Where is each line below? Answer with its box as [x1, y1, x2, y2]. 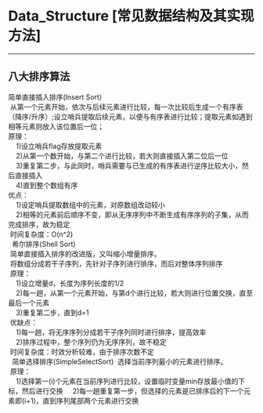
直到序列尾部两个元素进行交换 [42, 396, 139, 405]
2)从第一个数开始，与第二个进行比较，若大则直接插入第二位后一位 [15, 150, 229, 161]
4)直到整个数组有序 [15, 180, 78, 190]
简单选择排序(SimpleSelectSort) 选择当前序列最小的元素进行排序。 [11, 357, 228, 366]
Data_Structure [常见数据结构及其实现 [8, 7, 254, 25]
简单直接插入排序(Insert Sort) [8, 92, 103, 102]
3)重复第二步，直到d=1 [15, 307, 90, 317]
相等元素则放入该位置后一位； [8, 121, 104, 131]
